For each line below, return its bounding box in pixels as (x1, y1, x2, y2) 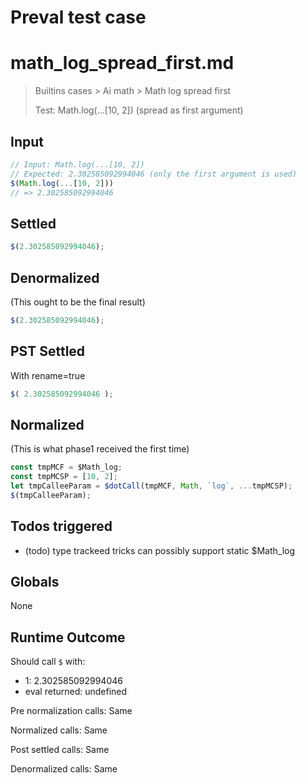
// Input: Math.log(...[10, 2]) (10, 159, 145, 170)
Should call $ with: (10, 656, 86, 668)
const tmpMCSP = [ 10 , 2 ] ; (10, 472, 118, 482)
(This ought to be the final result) (10, 296, 146, 308)
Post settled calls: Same (10, 744, 110, 756)
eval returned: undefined (24, 686, 128, 698)
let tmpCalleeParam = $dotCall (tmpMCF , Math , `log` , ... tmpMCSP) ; (10, 481, 293, 491)
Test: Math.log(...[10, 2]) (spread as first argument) (34, 104, 244, 116)
